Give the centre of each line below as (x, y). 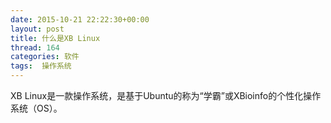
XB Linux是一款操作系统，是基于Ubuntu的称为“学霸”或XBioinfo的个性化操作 (166, 95)
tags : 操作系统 (41, 66)
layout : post (37, 29)
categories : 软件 (45, 57)
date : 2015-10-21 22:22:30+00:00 (80, 19)
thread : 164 (35, 47)
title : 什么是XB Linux (55, 38)
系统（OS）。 (36, 108)
